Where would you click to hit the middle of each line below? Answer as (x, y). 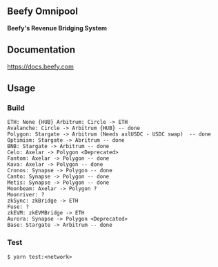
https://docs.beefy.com (40, 66)
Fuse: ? (18, 207)
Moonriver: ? (26, 195)
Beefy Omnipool (42, 11)
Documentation (41, 50)
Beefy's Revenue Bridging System (57, 28)
